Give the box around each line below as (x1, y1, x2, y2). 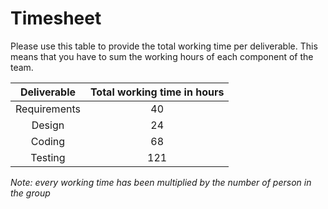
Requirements (15, 102, 81, 116)
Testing (30, 150, 66, 164)
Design (31, 118, 65, 132)
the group (10, 187, 51, 199)
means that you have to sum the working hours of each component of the (10, 50, 314, 62)
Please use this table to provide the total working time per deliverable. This (10, 40, 318, 52)
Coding (30, 134, 66, 148)
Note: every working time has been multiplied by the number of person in (10, 176, 312, 188)
